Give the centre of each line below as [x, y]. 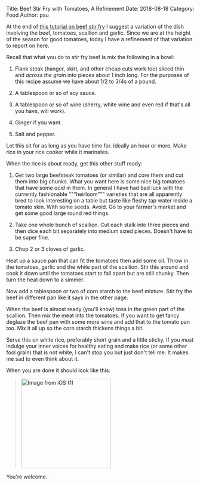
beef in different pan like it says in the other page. [67, 297]
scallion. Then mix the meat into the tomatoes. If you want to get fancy [93, 315]
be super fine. [32, 237]
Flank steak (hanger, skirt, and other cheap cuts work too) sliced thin [99, 69]
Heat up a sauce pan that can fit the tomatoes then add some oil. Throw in [97, 260]
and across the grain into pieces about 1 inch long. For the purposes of [102, 75]
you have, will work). [40, 111]
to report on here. [28, 45]
